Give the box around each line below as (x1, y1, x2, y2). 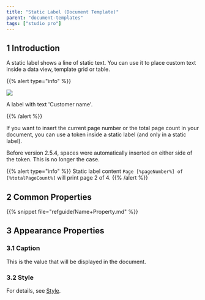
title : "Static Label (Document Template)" (6, 9, 119, 15)
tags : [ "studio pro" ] (6, 20, 62, 26)
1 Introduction (6, 43, 60, 53)
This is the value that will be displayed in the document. (6, 258, 146, 265)
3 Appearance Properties (6, 225, 105, 236)
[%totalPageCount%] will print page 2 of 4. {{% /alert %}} (6, 174, 149, 181)
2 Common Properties (6, 192, 92, 202)
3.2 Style (6, 273, 34, 282)
